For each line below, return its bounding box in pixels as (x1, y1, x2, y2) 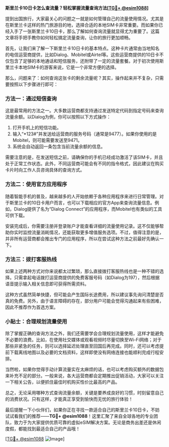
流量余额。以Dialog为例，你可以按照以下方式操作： (5, 114, 111, 120)
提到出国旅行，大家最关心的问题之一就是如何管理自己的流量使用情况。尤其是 (5, 16, 164, 22)
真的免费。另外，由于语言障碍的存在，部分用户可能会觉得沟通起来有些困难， (5, 297, 164, 304)
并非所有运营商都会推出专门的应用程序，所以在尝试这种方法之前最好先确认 (5, 235, 159, 241)
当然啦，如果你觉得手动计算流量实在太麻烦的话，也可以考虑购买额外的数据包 (5, 366, 164, 373)
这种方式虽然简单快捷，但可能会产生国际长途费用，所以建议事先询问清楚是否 (5, 291, 164, 297)
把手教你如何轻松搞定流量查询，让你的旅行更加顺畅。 (22, 35, 133, 40)
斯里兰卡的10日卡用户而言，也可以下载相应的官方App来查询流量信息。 (9, 200, 155, 206)
